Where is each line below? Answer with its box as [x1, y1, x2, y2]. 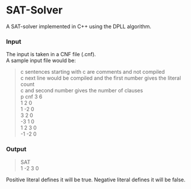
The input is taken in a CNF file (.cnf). [6, 51, 96, 58]
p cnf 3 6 [20, 93, 43, 100]
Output [6, 145, 27, 153]
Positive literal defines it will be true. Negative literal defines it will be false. [6, 176, 186, 183]
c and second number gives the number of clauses [20, 87, 143, 94]
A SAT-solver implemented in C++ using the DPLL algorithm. [6, 23, 152, 30]
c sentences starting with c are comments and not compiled [20, 68, 165, 75]
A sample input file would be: [6, 57, 76, 64]
